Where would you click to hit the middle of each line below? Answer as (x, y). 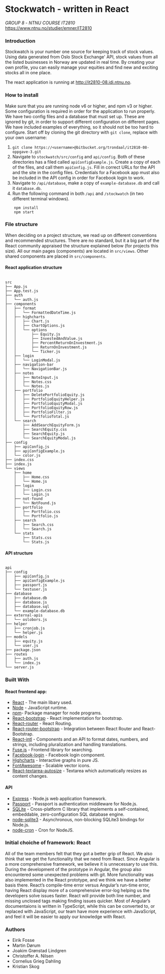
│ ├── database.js (26, 603)
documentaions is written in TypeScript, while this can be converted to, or (80, 906)
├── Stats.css (37, 538)
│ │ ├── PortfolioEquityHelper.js (45, 399)
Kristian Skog (26, 967)
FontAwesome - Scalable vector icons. (51, 766)
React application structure (34, 268)
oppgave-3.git (27, 152)
